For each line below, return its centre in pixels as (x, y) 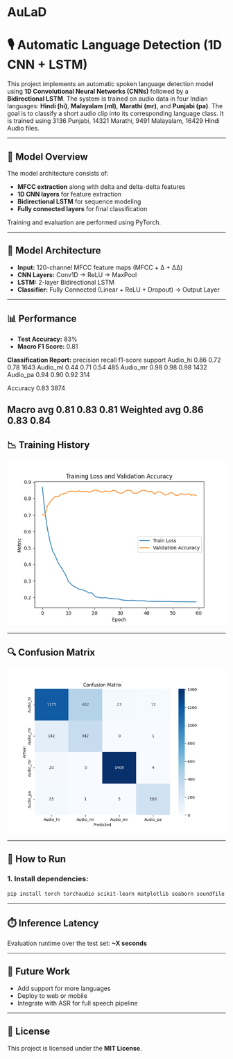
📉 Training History (49, 445)
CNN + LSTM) (48, 65)
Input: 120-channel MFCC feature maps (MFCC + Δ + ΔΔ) (100, 267)
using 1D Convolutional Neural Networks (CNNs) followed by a (98, 92)
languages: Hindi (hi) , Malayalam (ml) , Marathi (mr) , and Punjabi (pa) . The (115, 106)
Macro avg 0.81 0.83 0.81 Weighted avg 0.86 (105, 409)
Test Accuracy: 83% (47, 339)
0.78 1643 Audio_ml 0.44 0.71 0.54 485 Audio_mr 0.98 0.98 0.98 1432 (107, 367)
